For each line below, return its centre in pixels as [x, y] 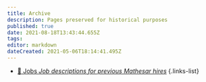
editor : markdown [32, 45]
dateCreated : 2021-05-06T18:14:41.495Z [64, 52]
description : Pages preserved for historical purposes [87, 20]
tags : [15, 39]
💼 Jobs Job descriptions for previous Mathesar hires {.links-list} [108, 71]
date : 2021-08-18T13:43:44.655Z [53, 32]
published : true [30, 26]
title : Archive [29, 13]
